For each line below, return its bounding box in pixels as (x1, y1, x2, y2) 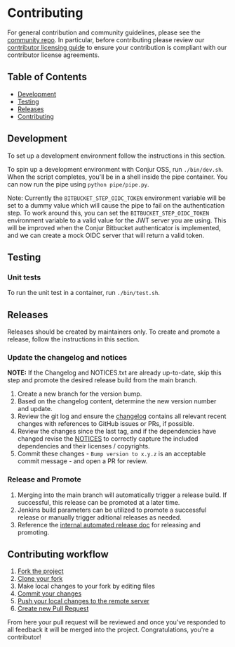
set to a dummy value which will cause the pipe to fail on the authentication (7, 201, 225, 209)
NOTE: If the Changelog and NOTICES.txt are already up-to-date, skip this (7, 368, 222, 377)
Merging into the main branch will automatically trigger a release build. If (17, 491, 227, 499)
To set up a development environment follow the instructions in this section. (7, 151, 227, 160)
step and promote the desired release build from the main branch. (7, 376, 198, 384)
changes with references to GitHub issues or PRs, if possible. (17, 420, 195, 428)
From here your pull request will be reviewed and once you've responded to (7, 618, 226, 627)
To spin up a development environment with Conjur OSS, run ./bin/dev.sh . (7, 165, 224, 173)
